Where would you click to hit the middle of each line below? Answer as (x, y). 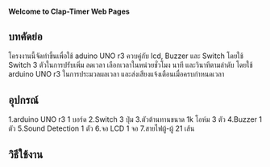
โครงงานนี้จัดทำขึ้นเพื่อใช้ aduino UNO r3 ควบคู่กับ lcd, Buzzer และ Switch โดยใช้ (126, 56)
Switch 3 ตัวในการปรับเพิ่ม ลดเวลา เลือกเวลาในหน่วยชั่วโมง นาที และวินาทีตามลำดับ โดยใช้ (131, 65)
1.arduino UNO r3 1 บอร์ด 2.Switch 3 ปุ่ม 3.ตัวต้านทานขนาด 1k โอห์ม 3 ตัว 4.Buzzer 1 (135, 119)
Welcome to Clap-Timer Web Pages (69, 11)
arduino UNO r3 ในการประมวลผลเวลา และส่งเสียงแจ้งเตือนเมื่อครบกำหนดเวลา (116, 74)
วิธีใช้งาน (26, 154)
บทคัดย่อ (25, 36)
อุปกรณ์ (23, 100)
